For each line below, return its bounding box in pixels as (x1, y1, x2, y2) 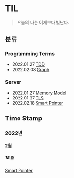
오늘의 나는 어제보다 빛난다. (17, 20, 70, 25)
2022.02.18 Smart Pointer (12, 100, 63, 106)
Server (5, 79, 22, 85)
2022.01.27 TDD (12, 61, 45, 67)
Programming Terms (5, 50, 55, 57)
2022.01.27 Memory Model (12, 90, 67, 96)
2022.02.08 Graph (12, 66, 50, 72)
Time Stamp (5, 114, 43, 122)
